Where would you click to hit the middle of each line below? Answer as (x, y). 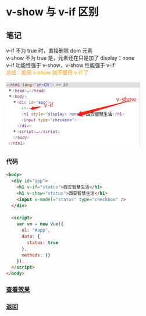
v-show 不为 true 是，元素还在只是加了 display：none (70, 58)
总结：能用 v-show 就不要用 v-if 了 (47, 73)
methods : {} (36, 255)
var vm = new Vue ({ (40, 224)
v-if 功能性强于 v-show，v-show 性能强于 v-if (60, 65)
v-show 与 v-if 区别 (52, 12)
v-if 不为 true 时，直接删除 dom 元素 (49, 51)
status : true (43, 243)
